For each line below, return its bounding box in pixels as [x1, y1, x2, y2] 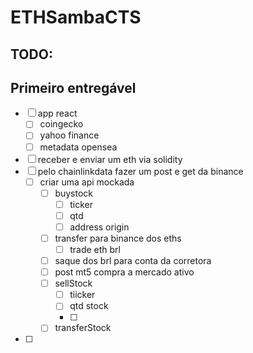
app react [37, 107, 78, 120]
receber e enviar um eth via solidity [37, 153, 183, 165]
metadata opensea [39, 141, 118, 153]
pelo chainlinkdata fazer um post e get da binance [37, 165, 244, 177]
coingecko [39, 118, 84, 130]
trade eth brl [69, 243, 121, 255]
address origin [69, 221, 130, 233]
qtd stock [69, 300, 109, 312]
